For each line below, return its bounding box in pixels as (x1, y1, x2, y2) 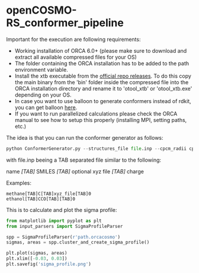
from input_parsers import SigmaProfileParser (6, 223, 123, 229)
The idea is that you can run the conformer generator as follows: (6, 134, 164, 141)
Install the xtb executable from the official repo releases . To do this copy (14, 72, 191, 79)
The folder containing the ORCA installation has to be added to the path (14, 60, 190, 67)
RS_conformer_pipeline (6, 16, 124, 30)
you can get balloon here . (14, 104, 78, 111)
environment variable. (14, 66, 68, 73)
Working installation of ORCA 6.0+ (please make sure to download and (14, 47, 187, 54)
